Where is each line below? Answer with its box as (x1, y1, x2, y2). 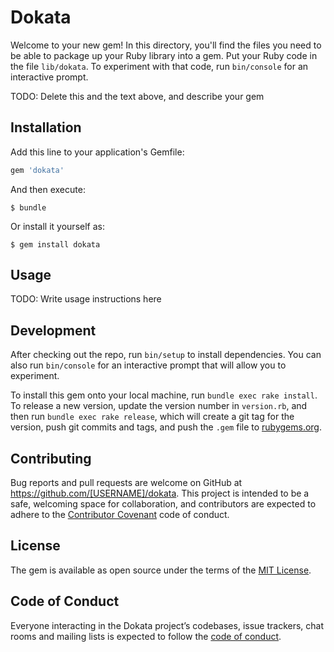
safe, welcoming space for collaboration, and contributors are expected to (10, 498, 317, 510)
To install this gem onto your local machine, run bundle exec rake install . (10, 389, 318, 401)
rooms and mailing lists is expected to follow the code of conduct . (10, 630, 282, 642)
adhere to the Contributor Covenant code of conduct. (10, 509, 230, 521)
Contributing (10, 450, 92, 467)
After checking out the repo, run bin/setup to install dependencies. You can (10, 349, 322, 361)
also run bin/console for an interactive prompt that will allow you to (10, 359, 287, 371)
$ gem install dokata (10, 239, 101, 250)
